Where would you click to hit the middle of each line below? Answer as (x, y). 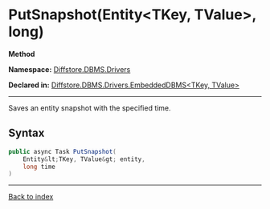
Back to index (31, 197)
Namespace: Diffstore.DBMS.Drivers (70, 69)
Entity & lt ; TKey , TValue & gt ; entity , (84, 159)
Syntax (27, 133)
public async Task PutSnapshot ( (62, 151)
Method (22, 54)
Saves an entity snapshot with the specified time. (90, 108)
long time (39, 167)
